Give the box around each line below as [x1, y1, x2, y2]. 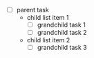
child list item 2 [26, 36, 70, 44]
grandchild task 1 [37, 20, 86, 29]
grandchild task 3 [37, 44, 87, 52]
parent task [16, 6, 49, 14]
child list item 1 [26, 14, 69, 22]
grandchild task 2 [37, 29, 87, 37]
